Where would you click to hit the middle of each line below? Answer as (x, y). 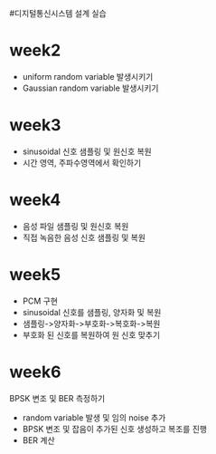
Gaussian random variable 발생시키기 (90, 88)
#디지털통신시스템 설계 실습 (58, 13)
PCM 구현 (40, 301)
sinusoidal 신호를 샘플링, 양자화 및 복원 (92, 312)
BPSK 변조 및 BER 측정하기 (57, 398)
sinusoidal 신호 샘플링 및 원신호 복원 (87, 151)
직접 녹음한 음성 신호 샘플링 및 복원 (84, 237)
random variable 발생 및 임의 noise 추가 (94, 417)
